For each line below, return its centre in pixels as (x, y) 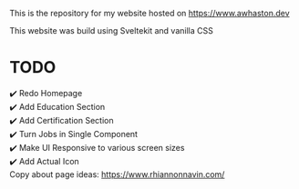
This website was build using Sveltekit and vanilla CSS (112, 30)
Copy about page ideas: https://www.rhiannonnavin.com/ (117, 174)
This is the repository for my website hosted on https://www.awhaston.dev (149, 13)
